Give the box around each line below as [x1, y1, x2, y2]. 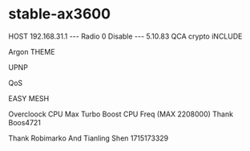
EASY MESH [8, 93, 50, 103]
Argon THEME [8, 47, 55, 56]
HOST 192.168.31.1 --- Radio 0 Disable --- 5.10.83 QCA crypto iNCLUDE [8, 31, 243, 41]
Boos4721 [8, 117, 42, 127]
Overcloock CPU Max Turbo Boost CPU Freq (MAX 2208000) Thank [8, 109, 234, 119]
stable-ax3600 [8, 5, 111, 23]
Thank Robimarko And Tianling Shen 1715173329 [8, 133, 169, 143]
